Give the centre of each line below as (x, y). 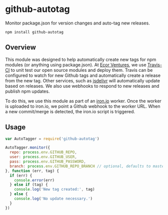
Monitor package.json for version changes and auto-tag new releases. (77, 23)
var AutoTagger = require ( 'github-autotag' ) (52, 139)
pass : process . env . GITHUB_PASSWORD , (48, 162)
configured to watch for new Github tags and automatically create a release (83, 75)
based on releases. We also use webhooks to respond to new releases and (82, 86)
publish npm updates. (27, 91)
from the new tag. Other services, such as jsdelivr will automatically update (82, 80)
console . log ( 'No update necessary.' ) (53, 199)
